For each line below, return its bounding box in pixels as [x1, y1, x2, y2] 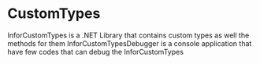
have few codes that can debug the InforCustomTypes [7, 47, 184, 56]
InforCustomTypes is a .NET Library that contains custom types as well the [7, 30, 250, 40]
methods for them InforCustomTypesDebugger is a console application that [7, 38, 252, 48]
